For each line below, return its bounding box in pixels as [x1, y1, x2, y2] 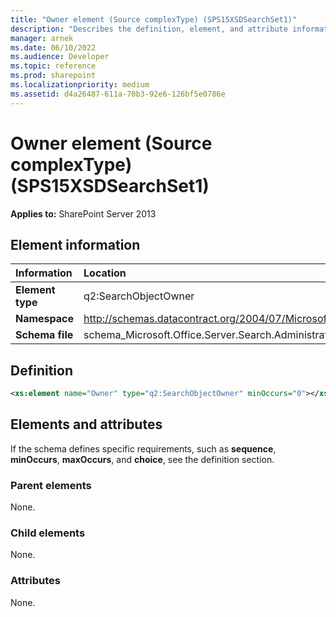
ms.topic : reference [10, 61, 97, 71]
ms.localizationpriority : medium [10, 80, 150, 90]
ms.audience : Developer [10, 52, 110, 62]
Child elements [10, 526, 86, 540]
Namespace [15, 312, 75, 326]
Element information [10, 236, 141, 253]
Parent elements [10, 478, 92, 492]
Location [83, 266, 127, 280]
